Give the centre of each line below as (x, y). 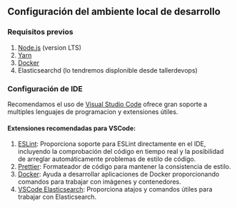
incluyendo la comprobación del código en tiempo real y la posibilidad (121, 152)
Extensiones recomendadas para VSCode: (72, 128)
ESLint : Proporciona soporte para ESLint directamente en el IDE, (112, 144)
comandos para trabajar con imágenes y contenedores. (99, 182)
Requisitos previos (40, 32)
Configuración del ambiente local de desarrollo (114, 12)
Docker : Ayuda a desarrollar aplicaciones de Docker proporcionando (118, 175)
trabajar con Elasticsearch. (57, 197)
